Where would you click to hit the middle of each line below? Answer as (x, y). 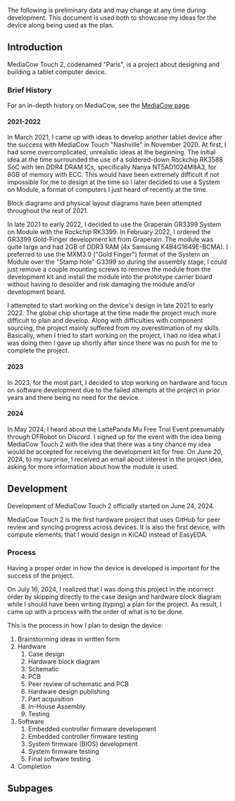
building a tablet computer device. (57, 72)
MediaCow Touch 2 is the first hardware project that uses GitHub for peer (114, 519)
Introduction (35, 48)
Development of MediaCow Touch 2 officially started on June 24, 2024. (111, 506)
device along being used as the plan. (61, 25)
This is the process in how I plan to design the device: (85, 625)
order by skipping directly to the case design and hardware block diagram (114, 597)
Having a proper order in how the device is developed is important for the (114, 568)
